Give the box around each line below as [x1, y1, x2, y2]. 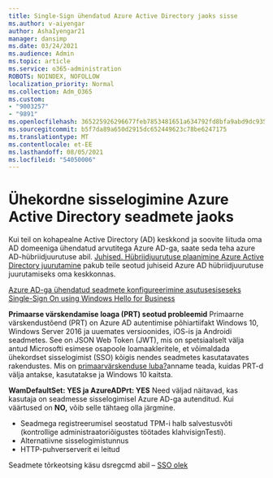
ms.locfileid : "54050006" [8, 155, 96, 163]
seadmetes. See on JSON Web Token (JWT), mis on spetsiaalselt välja [8, 335, 245, 345]
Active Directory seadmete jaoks [8, 208, 234, 226]
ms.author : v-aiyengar [8, 20, 85, 28]
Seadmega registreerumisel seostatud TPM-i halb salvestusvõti [19, 419, 233, 428]
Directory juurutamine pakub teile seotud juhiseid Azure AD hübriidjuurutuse [8, 261, 264, 271]
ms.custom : [8, 95, 45, 103]
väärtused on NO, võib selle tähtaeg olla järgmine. [8, 403, 176, 413]
